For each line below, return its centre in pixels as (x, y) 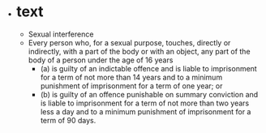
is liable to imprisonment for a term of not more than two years (145, 103)
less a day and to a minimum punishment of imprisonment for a (146, 111)
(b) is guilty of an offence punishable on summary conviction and (149, 94)
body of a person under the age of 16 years (101, 60)
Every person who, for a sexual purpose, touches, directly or (129, 42)
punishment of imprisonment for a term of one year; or (131, 86)
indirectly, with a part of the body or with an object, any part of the (139, 51)
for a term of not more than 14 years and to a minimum (131, 77)
